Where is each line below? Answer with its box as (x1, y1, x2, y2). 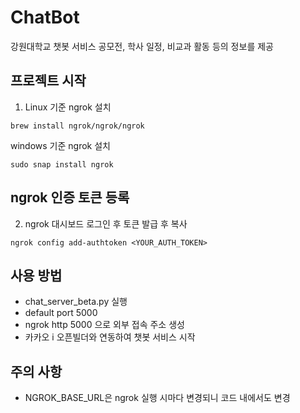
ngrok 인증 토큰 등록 (10, 189, 130, 206)
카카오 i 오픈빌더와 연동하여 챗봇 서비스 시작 (24, 331, 196, 343)
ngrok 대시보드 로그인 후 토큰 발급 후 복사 (24, 217, 188, 230)
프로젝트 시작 (10, 72, 87, 90)
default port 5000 (24, 307, 98, 319)
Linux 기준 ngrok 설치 (24, 101, 112, 113)
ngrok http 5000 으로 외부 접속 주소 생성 (24, 319, 185, 331)
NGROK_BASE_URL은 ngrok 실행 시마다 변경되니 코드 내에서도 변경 (24, 392, 291, 404)
